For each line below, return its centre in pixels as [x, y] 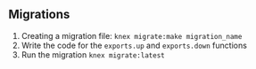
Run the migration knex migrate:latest [93, 54]
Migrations [39, 15]
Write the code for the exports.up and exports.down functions [134, 45]
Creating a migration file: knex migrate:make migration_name [132, 35]
